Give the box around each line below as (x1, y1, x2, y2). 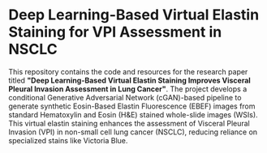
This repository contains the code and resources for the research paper (8, 66, 248, 76)
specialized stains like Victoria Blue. (8, 135, 128, 145)
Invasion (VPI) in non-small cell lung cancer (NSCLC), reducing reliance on (8, 127, 258, 137)
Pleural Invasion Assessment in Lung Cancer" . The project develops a (8, 83, 248, 94)
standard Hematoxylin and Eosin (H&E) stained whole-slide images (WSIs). (8, 109, 258, 119)
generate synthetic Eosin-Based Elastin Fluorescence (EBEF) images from (8, 101, 256, 111)
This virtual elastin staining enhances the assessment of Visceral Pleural (8, 118, 250, 128)
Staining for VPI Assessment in (8, 23, 222, 41)
